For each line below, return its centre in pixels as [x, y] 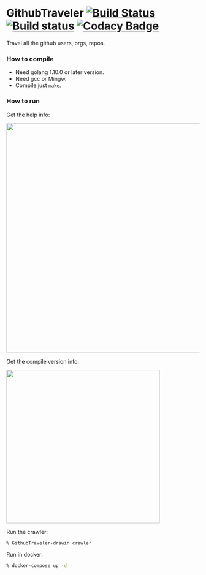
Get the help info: [28, 115]
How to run [23, 101]
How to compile [30, 59]
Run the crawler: [27, 532]
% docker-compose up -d [37, 566]
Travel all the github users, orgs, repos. [56, 43]
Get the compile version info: [43, 361]
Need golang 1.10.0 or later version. [59, 72]
